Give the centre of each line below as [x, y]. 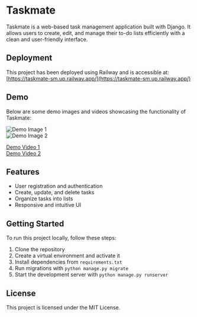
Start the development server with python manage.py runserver [91, 275]
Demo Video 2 [24, 153]
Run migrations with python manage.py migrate [72, 268]
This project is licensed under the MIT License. [63, 308]
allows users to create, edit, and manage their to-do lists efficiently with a [96, 33]
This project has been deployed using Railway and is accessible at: [88, 72]
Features [23, 172]
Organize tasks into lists [44, 198]
